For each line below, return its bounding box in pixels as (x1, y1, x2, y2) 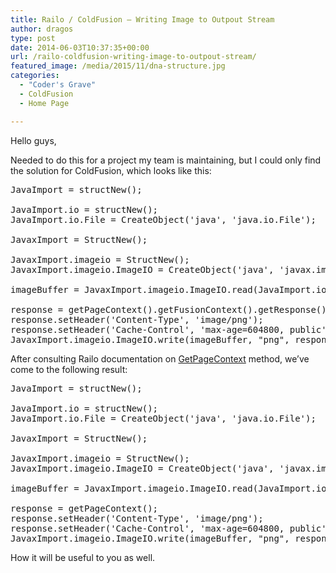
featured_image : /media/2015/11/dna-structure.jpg (10, 61, 226, 71)
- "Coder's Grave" (19, 80, 97, 90)
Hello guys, (10, 134, 57, 146)
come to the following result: (10, 363, 128, 375)
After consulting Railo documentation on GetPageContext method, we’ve (10, 352, 310, 365)
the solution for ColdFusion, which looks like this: (10, 164, 212, 176)
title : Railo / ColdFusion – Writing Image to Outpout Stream (10, 14, 275, 25)
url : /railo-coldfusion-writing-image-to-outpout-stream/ (10, 52, 257, 62)
